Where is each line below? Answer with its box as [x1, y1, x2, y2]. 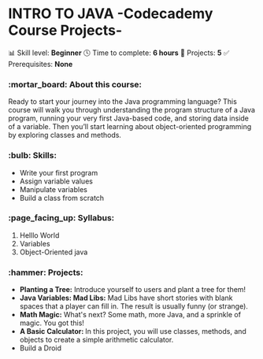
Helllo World [19, 230, 60, 240]
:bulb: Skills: [8, 150, 57, 161]
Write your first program [19, 168, 98, 177]
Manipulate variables [19, 184, 88, 194]
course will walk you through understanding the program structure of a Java [8, 105, 256, 115]
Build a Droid [19, 343, 61, 353]
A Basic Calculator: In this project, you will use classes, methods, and [19, 327, 246, 336]
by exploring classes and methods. [8, 131, 122, 140]
